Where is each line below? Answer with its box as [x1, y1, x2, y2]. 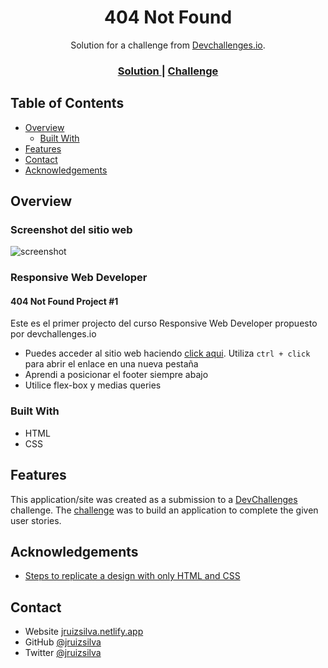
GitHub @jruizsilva [24, 636, 102, 648]
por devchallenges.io [10, 328, 97, 340]
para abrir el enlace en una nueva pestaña [24, 358, 199, 370]
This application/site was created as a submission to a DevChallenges [10, 493, 298, 505]
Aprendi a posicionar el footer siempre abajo [24, 369, 209, 381]
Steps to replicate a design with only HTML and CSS [24, 570, 241, 582]
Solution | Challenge [117, 64, 219, 78]
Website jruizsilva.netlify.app [24, 626, 144, 638]
